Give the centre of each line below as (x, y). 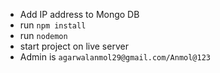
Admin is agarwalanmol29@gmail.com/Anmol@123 (115, 57)
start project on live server (74, 46)
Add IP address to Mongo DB (79, 14)
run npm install (53, 25)
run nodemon (43, 35)
